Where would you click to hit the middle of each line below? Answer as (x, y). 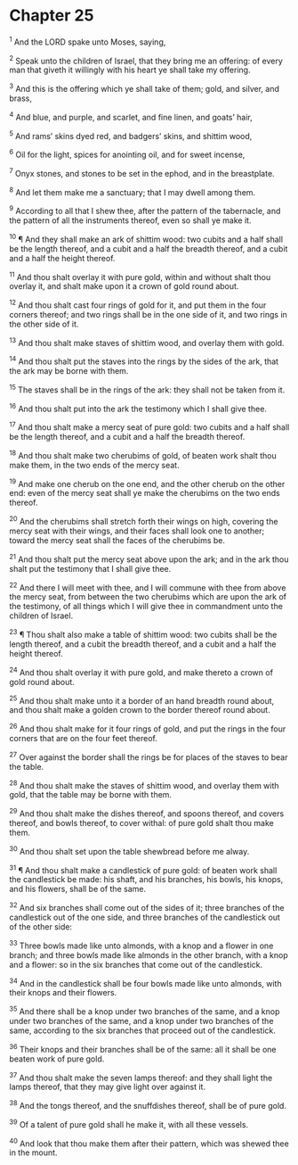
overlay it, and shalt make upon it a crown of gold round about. (124, 286)
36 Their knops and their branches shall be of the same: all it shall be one (143, 1048)
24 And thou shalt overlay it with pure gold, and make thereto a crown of (141, 672)
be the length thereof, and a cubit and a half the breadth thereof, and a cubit (149, 248)
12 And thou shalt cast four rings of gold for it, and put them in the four (138, 304)
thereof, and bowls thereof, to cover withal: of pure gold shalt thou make (141, 822)
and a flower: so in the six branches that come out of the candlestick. (136, 964)
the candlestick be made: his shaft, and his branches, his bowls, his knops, (146, 880)
